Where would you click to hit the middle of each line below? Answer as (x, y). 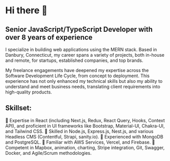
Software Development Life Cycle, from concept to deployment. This (77, 76)
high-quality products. (29, 92)
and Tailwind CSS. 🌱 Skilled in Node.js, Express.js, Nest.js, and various (79, 131)
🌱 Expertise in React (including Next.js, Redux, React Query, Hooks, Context (85, 120)
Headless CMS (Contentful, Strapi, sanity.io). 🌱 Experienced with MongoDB (84, 136)
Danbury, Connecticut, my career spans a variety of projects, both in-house (85, 55)
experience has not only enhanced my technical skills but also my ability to (84, 81)
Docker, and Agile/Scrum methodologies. (48, 153)
